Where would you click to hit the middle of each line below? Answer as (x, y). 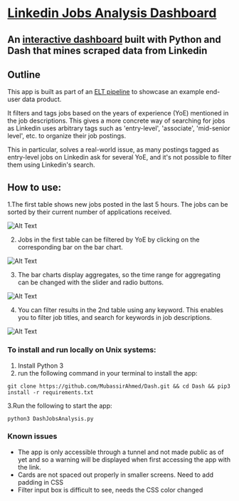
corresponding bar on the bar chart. (70, 247)
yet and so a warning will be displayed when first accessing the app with (124, 459)
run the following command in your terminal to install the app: (107, 373)
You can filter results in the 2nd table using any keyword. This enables (121, 310)
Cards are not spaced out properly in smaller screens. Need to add (116, 475)
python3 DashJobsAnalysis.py (51, 418)
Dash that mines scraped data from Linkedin (107, 50)
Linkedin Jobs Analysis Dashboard (112, 13)
